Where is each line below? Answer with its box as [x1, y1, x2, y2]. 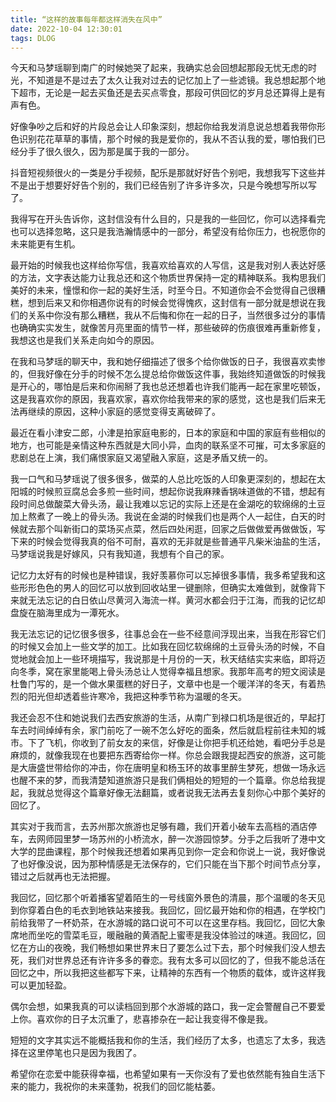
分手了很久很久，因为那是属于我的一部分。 [18, 146, 195, 158]
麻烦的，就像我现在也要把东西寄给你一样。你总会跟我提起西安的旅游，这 [10, 749, 308, 761]
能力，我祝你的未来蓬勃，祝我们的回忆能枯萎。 [27, 1081, 221, 1093]
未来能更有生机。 [10, 238, 81, 250]
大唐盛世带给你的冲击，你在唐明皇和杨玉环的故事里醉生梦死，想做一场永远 [18, 762, 326, 774]
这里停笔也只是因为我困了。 [27, 1047, 142, 1059]
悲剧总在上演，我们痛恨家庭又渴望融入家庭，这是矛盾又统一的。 [10, 452, 273, 464]
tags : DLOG [10, 33, 56, 43]
